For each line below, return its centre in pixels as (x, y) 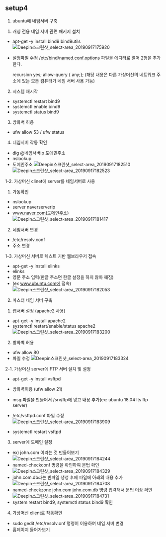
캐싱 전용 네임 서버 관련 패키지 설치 (46, 31)
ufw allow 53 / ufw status (38, 132)
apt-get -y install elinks (36, 266)
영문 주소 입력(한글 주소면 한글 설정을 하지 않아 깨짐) (63, 277)
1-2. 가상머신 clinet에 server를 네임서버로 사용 (50, 181)
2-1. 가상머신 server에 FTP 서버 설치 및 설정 (48, 369)
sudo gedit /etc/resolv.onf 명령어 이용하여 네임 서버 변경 (68, 523)
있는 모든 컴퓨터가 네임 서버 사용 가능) (58, 81)
